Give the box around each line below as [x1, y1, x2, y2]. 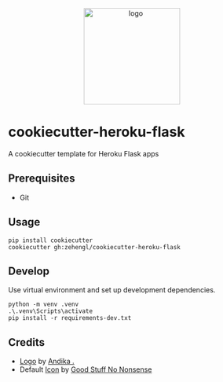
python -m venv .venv [8, 300, 79, 309]
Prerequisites [8, 172, 75, 185]
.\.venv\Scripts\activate [8, 307, 93, 315]
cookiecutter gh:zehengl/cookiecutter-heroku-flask [8, 243, 181, 251]
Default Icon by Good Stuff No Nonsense [19, 365, 152, 374]
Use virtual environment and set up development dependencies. [8, 285, 216, 295]
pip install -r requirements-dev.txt [8, 314, 132, 322]
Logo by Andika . [19, 357, 75, 366]
